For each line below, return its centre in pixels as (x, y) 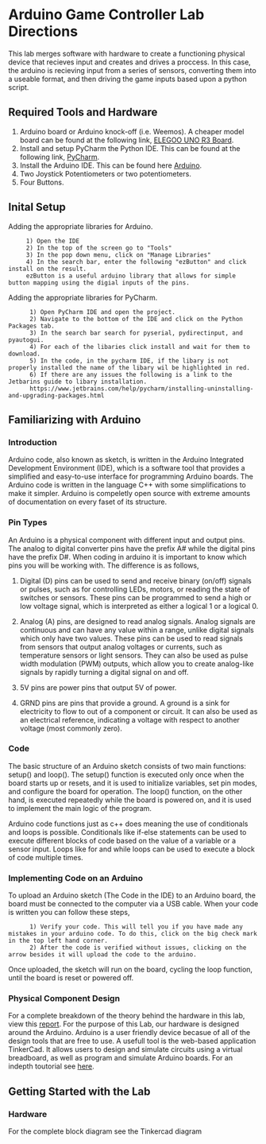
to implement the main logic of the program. (80, 808)
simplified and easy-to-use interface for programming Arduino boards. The (131, 477)
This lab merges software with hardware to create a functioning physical (127, 53)
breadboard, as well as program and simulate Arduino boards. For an (120, 1058)
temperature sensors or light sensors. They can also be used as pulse (134, 655)
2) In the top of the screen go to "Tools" (99, 248)
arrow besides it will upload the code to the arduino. (102, 955)
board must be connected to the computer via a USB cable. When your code (133, 904)
